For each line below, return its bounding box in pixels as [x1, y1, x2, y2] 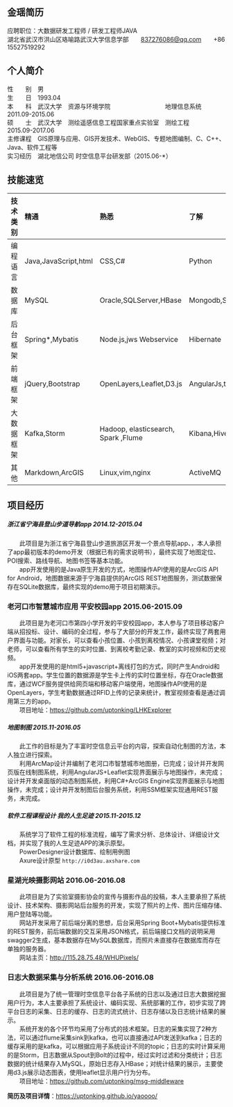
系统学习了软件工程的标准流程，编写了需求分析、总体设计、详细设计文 [19, 831, 220, 839]
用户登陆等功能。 [7, 910, 56, 918]
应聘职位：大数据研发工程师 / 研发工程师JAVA [7, 26, 137, 35]
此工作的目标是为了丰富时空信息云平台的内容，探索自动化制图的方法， [19, 742, 220, 751]
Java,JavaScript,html [24, 256, 94, 266]
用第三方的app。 [7, 697, 55, 705]
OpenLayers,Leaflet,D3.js [99, 379, 182, 388]
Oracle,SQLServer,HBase [99, 295, 182, 305]
